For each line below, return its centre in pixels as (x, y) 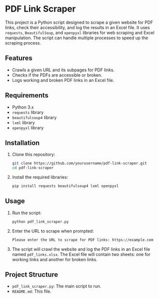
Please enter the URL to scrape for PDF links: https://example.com (83, 240)
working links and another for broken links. (55, 259)
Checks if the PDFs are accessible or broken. (57, 75)
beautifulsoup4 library (34, 117)
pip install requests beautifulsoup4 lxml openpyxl (65, 186)
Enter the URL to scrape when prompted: (53, 231)
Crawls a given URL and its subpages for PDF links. (63, 70)
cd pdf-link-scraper (33, 168)
